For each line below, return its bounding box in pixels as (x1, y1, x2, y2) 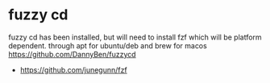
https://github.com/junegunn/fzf (19, 64, 127, 74)
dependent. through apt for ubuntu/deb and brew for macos (8, 40, 207, 50)
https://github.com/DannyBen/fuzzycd (8, 49, 136, 59)
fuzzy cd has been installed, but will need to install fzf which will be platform (8, 32, 262, 42)
